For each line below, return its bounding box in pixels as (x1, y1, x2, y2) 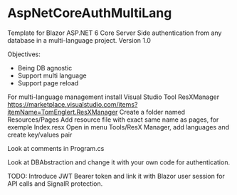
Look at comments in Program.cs (7, 144, 105, 152)
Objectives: (7, 50, 41, 58)
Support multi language (17, 71, 87, 80)
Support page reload (17, 78, 79, 87)
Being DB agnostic (17, 63, 73, 72)
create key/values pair (7, 130, 73, 139)
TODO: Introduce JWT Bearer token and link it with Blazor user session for (7, 172, 226, 180)
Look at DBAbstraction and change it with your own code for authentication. (7, 158, 230, 167)
